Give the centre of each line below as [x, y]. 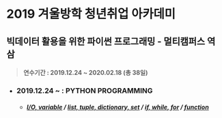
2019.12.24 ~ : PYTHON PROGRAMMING [84, 91]
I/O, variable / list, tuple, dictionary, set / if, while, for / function [117, 107]
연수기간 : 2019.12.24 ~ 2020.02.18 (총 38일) [85, 73]
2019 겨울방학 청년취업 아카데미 [91, 14]
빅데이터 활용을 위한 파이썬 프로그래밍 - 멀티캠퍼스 [106, 41]
